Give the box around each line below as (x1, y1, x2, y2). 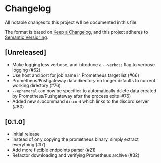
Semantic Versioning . (5, 34, 48, 40)
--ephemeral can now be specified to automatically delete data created (12, 87, 157, 94)
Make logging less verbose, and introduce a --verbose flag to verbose (12, 61, 155, 67)
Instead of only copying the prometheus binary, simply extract (12, 136, 139, 142)
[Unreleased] (5, 48, 47, 57)
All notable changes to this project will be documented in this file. (5, 19, 138, 25)
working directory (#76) (12, 82, 61, 88)
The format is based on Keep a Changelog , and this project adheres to (5, 29, 148, 35)
